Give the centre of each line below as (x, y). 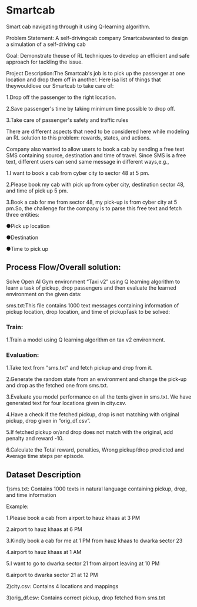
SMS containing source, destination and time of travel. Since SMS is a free (96, 155)
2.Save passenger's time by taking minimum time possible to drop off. (91, 108)
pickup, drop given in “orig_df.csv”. (49, 421)
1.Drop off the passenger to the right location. (61, 97)
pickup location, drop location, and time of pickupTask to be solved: (88, 311)
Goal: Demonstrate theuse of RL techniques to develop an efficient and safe (98, 55)
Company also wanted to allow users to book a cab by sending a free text (95, 149)
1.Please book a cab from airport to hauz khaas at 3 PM (73, 518)
